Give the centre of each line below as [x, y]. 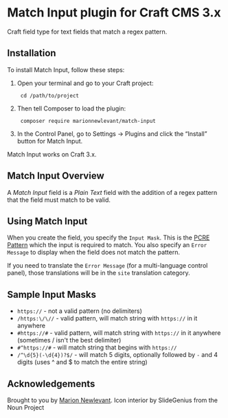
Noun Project [26, 407]
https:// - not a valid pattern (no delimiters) [80, 311]
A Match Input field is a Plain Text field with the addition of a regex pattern [112, 192]
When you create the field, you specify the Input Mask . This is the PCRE [109, 237]
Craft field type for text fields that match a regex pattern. [87, 32]
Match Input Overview [56, 176]
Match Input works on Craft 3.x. [52, 154]
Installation [32, 53]
